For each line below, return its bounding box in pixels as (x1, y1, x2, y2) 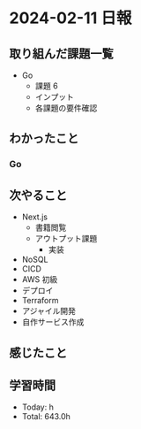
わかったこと (9, 131, 79, 146)
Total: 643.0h (21, 411, 70, 422)
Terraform (21, 295, 59, 306)
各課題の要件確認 (34, 103, 98, 113)
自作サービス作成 (21, 317, 85, 327)
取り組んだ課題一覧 (9, 46, 114, 61)
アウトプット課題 (34, 234, 98, 244)
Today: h (21, 402, 55, 412)
